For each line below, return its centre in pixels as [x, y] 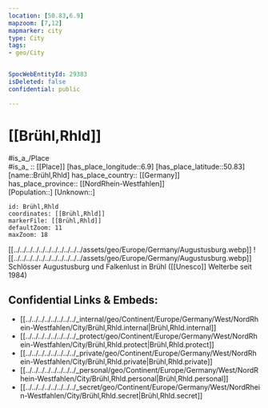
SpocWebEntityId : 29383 [48, 74]
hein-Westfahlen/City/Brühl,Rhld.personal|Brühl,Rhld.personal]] [124, 379]
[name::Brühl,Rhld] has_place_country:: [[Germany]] [94, 175]
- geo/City [26, 53]
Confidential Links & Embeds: [83, 300]
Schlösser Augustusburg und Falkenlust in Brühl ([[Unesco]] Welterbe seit [130, 266]
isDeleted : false [37, 82]
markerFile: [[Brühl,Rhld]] [55, 221]
